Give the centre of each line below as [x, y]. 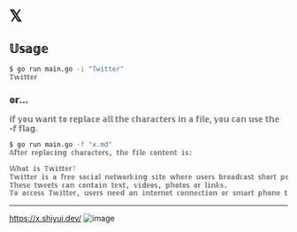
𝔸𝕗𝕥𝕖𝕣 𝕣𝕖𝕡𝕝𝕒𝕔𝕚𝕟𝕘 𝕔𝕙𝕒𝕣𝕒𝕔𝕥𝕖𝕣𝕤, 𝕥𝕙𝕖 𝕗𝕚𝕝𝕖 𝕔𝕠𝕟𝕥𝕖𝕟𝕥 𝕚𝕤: [101, 153]
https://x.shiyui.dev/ [46, 219]
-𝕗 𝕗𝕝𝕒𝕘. [23, 129]
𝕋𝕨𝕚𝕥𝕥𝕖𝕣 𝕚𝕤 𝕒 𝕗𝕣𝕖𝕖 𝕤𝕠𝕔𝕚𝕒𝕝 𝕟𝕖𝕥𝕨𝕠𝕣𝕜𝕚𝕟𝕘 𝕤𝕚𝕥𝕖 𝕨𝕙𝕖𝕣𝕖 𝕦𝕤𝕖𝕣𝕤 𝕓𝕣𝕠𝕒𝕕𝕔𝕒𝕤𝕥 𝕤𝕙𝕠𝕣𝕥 [143, 177]
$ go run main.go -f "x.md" [61, 145]
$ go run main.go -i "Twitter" [67, 69]
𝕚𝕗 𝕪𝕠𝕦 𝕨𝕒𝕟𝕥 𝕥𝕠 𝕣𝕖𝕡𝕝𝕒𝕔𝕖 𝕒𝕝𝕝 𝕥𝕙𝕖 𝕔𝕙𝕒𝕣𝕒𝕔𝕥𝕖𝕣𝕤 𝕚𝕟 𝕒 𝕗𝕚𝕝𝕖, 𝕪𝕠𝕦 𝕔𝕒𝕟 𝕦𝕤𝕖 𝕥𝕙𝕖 [145, 119]
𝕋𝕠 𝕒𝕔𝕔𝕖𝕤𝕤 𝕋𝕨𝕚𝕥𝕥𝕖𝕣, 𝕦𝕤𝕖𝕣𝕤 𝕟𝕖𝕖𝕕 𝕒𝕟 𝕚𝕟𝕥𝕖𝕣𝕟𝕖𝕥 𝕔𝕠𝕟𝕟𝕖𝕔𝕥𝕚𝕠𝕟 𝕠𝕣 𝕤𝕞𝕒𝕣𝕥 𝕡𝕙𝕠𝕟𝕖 [145, 193]
